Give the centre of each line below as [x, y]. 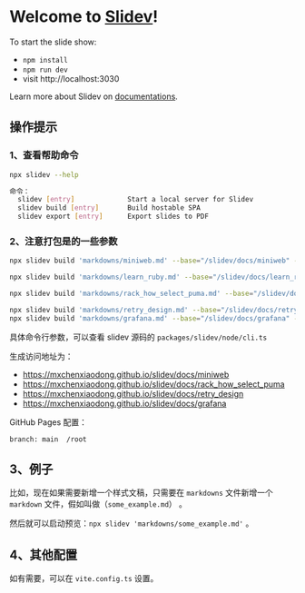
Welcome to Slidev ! [84, 17]
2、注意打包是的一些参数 [64, 241]
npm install [45, 60]
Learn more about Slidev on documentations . [94, 96]
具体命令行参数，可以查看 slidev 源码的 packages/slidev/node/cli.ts [138, 337]
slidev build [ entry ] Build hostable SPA [109, 208]
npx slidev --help [44, 174]
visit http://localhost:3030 [71, 78]
